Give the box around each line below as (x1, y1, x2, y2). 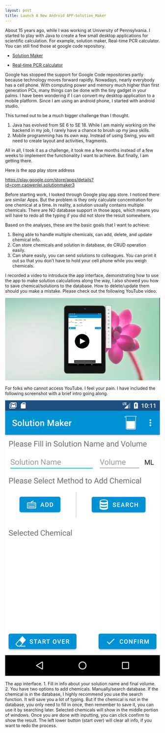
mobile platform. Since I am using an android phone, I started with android (5, 97, 155, 103)
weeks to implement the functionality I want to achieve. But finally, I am (5, 153, 149, 158)
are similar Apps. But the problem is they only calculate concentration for (5, 197, 153, 203)
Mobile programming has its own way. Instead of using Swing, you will (12, 132, 155, 138)
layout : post (5, 8, 32, 13)
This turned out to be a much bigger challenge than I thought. (5, 112, 130, 118)
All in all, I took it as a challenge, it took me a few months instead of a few (5, 147, 153, 153)
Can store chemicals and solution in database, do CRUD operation (12, 242, 146, 248)
